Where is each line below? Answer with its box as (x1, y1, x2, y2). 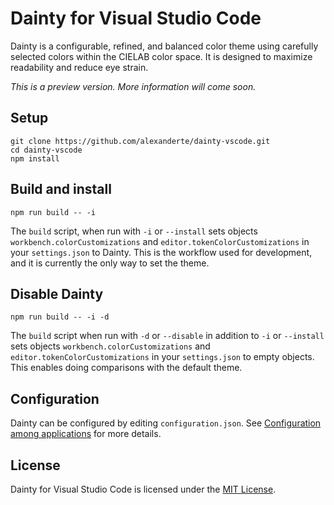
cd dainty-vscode (10, 145, 83, 155)
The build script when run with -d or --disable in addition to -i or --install (10, 330, 325, 342)
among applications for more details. (10, 428, 162, 440)
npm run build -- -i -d (10, 312, 110, 322)
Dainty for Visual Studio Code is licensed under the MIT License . (10, 483, 277, 495)
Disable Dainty (10, 285, 104, 302)
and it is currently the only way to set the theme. (10, 257, 210, 269)
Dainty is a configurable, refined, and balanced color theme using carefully (10, 40, 319, 52)
